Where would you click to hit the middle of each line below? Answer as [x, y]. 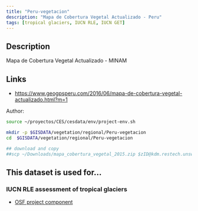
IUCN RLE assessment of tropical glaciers [67, 189]
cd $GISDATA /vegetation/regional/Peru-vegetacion [70, 138]
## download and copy [33, 149]
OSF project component [44, 202]
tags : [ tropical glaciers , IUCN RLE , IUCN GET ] [66, 22]
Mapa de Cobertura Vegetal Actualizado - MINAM [67, 61]
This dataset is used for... [54, 172]
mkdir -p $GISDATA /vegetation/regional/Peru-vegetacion [76, 132]
